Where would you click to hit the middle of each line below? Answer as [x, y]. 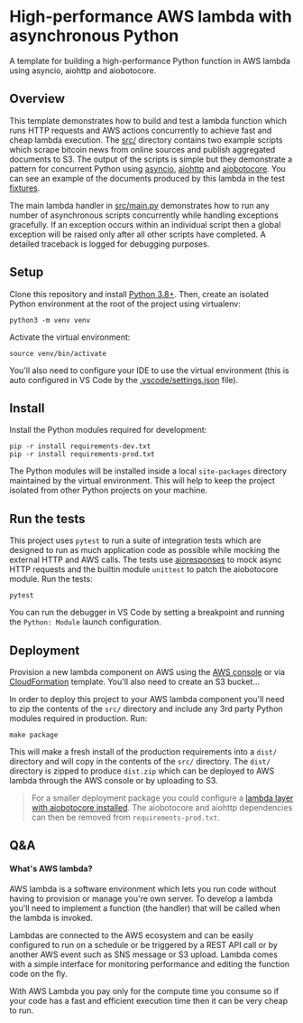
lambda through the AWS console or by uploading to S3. [114, 780]
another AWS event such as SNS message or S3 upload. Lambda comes [143, 954]
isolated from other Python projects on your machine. [109, 491]
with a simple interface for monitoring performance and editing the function [150, 963]
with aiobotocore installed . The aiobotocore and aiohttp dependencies [162, 807]
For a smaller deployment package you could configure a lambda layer [162, 798]
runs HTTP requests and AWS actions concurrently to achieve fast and [141, 130]
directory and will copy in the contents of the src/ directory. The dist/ [140, 761]
